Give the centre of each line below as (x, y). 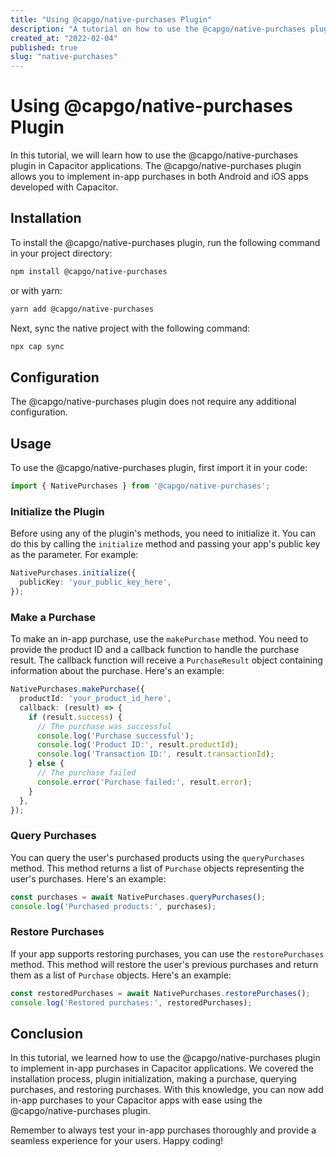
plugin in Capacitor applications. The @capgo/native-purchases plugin (156, 166)
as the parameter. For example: (74, 555)
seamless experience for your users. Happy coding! (117, 1141)
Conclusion (47, 1033)
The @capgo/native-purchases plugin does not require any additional (153, 402)
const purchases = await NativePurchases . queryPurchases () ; (138, 897)
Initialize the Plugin (57, 511)
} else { (46, 764)
